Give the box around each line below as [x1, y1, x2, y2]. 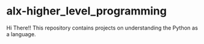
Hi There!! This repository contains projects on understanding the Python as [6, 24, 198, 31]
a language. [6, 30, 36, 37]
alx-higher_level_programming [6, 4, 167, 18]
